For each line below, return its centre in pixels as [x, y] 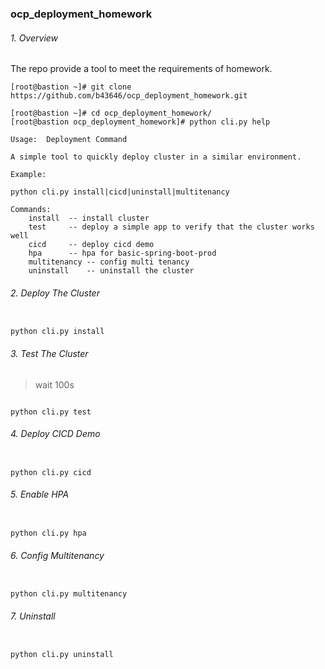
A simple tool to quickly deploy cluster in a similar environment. [156, 157]
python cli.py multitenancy [69, 594]
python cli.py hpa [48, 533]
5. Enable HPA [40, 494]
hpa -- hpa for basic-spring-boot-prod [122, 253]
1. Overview [34, 38]
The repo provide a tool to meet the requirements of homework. [141, 69]
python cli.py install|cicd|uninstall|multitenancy [120, 192]
